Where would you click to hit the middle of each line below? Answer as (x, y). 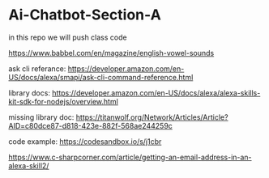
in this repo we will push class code (68, 37)
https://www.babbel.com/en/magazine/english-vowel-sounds (111, 53)
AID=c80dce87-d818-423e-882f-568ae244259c (90, 125)
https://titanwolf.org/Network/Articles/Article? (152, 117)
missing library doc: (41, 117)
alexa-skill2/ (29, 165)
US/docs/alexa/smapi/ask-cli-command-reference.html (101, 77)
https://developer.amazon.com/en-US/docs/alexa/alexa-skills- (156, 93)
